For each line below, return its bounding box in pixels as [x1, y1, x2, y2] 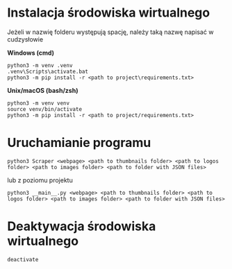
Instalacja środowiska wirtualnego [7, 5, 210, 21]
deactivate [7, 256, 39, 263]
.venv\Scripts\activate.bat [7, 68, 89, 75]
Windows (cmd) [7, 49, 54, 57]
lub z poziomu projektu [7, 175, 73, 184]
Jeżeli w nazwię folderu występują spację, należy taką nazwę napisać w [7, 28, 214, 36]
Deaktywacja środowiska [7, 218, 156, 234]
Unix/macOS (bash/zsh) [7, 86, 78, 94]
